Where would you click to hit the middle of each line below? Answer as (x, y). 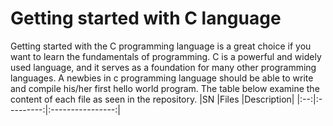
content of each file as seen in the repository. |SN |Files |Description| (152, 99)
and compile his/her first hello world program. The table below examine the (165, 88)
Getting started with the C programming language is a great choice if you (161, 46)
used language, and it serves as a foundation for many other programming (163, 67)
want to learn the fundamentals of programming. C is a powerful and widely (166, 56)
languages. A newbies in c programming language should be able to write (162, 78)
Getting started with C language (146, 18)
